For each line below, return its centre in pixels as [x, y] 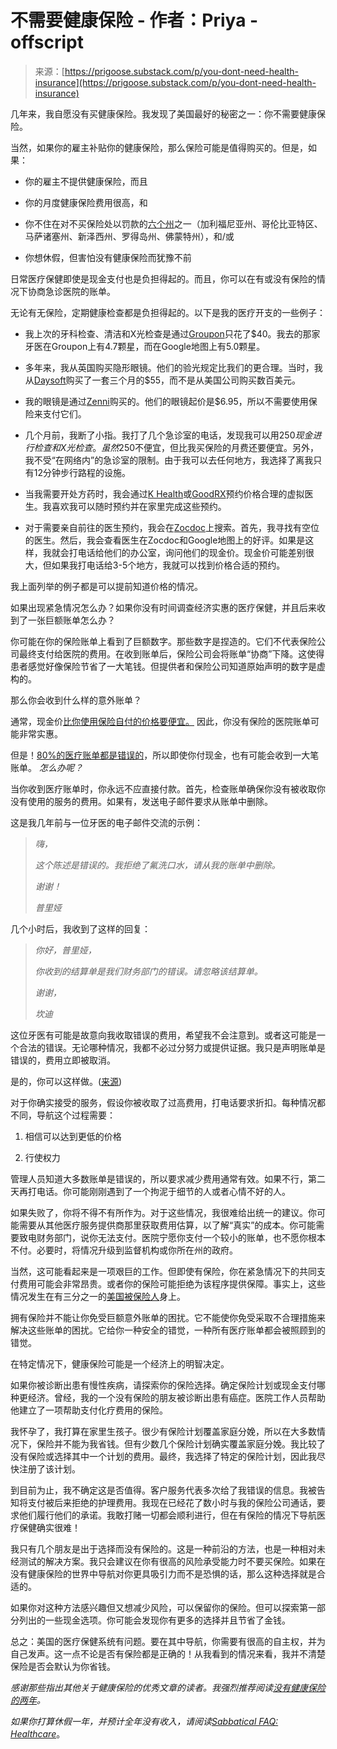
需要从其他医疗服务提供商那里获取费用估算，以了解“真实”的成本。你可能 [167, 1225]
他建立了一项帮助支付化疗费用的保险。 [89, 1410]
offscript [47, 42]
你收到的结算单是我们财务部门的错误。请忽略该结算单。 [148, 971]
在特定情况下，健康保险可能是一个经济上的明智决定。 [120, 1363]
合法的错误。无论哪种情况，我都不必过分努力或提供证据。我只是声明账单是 [172, 1047]
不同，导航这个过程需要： [63, 1115]
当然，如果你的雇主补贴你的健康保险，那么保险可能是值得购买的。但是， [159, 147]
